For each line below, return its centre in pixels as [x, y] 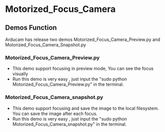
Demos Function [31, 28]
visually [20, 74]
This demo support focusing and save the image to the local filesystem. [85, 108]
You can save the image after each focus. [55, 114]
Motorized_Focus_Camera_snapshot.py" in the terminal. [69, 124]
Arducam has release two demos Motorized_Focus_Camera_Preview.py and [83, 39]
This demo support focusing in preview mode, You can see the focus [83, 69]
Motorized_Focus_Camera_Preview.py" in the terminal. [68, 84]
